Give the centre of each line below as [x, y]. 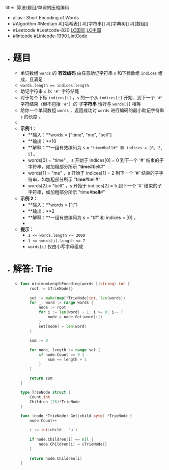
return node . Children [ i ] [56, 458]
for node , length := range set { [65, 350]
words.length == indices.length [54, 86]
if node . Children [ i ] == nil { [62, 439]
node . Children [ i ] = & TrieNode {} [73, 444]
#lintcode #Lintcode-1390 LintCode [50, 36]
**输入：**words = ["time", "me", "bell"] [70, 134]
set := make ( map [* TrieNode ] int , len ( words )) [78, 298]
